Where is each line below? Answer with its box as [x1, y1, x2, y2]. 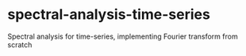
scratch [7, 39, 33, 49]
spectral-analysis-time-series [7, 6, 211, 24]
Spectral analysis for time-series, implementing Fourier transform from [7, 32, 239, 41]
